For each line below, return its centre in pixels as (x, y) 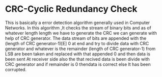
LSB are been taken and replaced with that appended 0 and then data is (78, 54)
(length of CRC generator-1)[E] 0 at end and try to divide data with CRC (77, 43)
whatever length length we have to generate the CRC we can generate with (81, 33)
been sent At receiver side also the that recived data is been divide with (77, 59)
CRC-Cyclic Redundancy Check (71, 9)
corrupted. (16, 69)
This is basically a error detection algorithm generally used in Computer (78, 23)
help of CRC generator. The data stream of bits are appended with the (76, 38)
